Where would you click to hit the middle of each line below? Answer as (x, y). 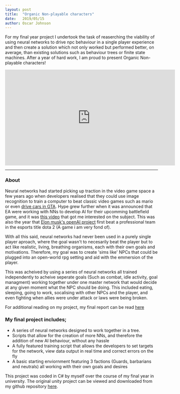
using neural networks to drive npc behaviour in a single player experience (80, 42)
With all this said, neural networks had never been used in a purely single (78, 236)
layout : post (18, 9)
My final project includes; (36, 319)
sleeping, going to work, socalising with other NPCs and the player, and (76, 292)
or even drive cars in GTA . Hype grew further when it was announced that (79, 206)
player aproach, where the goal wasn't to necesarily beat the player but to (79, 242)
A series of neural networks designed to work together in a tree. (76, 330)
